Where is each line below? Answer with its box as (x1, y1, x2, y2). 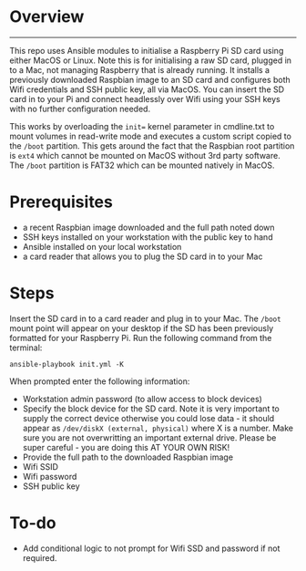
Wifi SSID (22, 461, 59, 472)
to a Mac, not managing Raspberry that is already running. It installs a (9, 64, 270, 75)
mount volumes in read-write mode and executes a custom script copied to (9, 130, 291, 141)
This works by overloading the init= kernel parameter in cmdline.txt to (9, 120, 275, 131)
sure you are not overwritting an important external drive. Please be (22, 431, 277, 443)
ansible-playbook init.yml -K (9, 359, 125, 369)
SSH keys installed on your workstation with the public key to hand (22, 231, 273, 243)
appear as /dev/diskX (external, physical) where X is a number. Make (22, 422, 294, 433)
